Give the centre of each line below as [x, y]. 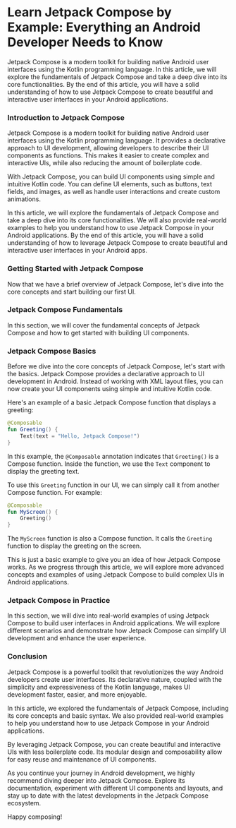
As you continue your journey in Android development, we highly [101, 773]
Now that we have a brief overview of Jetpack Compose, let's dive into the [116, 284]
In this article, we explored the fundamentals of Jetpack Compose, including [118, 708]
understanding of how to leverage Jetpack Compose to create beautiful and [117, 243]
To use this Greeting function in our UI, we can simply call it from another [113, 485]
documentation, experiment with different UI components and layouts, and [115, 788]
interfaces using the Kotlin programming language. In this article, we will [112, 69]
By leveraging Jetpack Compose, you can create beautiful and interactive [114, 744]
